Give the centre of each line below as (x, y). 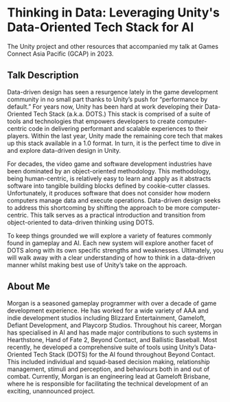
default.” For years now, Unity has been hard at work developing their (105, 106)
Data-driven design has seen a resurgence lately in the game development (113, 92)
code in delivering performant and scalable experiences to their (118, 128)
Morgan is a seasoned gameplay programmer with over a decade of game (112, 303)
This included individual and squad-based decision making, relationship (109, 361)
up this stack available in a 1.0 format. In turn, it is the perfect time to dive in (114, 143)
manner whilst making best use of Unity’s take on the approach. (97, 265)
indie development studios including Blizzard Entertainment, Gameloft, (106, 317)
